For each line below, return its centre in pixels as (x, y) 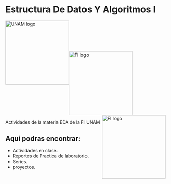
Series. (20, 161)
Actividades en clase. (35, 150)
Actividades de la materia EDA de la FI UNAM (53, 122)
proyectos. (24, 167)
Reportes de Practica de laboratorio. (51, 156)
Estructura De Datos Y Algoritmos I (81, 9)
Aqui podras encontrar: (43, 138)
